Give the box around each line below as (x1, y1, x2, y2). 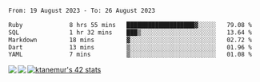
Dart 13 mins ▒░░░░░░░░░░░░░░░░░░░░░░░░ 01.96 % (8, 43, 252, 51)
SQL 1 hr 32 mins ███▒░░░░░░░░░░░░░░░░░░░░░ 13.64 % (8, 28, 252, 37)
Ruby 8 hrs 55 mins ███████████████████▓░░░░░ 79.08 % (8, 21, 252, 29)
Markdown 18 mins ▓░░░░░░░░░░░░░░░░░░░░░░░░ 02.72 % (8, 36, 252, 44)
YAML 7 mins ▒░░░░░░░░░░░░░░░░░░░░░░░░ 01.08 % (8, 51, 252, 59)
